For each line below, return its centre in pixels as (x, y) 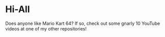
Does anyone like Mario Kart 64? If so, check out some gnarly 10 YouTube (83, 23)
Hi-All (18, 9)
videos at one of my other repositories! (46, 28)
